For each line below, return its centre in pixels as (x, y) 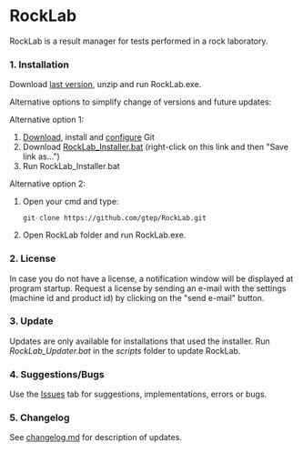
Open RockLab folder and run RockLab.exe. (104, 235)
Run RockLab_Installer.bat (71, 166)
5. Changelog (40, 417)
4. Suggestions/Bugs (57, 374)
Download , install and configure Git (88, 137)
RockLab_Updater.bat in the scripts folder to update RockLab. (125, 350)
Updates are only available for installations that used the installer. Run (140, 341)
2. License (33, 258)
